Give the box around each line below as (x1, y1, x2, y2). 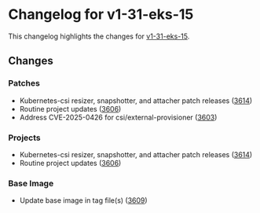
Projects (8, 132, 41, 143)
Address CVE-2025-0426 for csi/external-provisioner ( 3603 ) (19, 112, 218, 122)
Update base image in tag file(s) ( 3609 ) (19, 196, 148, 205)
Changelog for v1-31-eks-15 (8, 6, 194, 24)
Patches (8, 78, 41, 89)
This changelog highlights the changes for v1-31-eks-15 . (8, 31, 190, 41)
